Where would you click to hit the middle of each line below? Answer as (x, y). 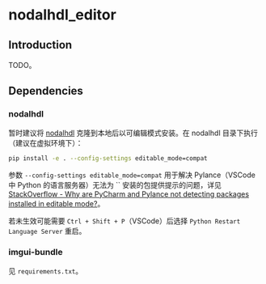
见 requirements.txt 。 (46, 271)
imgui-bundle (36, 252)
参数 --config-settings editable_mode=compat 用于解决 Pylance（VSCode (132, 175)
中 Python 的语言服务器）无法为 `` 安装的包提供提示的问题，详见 (115, 184)
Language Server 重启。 (47, 231)
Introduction (40, 45)
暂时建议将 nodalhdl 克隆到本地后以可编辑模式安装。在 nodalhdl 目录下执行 (133, 133)
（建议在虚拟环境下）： (46, 142)
